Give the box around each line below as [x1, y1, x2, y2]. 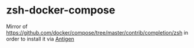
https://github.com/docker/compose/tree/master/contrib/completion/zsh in [6, 29, 189, 36]
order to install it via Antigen [6, 35, 75, 42]
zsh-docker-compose [6, 4, 116, 17]
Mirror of [6, 23, 28, 30]
